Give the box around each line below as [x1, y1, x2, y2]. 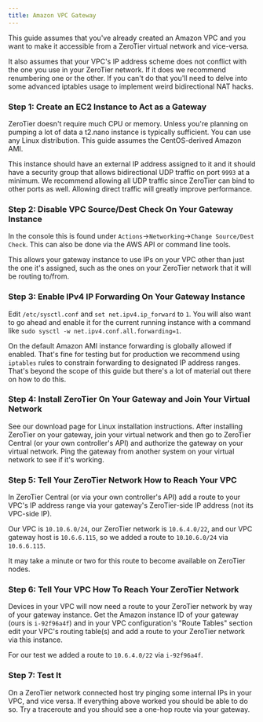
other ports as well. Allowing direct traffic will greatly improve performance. [8, 184, 253, 193]
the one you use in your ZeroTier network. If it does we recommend [8, 64, 226, 75]
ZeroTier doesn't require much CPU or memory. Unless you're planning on [8, 119, 249, 128]
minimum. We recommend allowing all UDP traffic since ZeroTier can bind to [8, 176, 255, 185]
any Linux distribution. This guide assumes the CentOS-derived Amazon [8, 135, 242, 145]
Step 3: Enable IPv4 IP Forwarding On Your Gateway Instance [8, 291, 246, 302]
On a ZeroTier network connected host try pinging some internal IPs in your [8, 687, 252, 697]
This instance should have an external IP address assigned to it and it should [8, 159, 256, 169]
